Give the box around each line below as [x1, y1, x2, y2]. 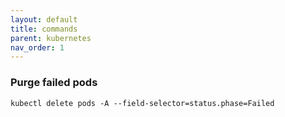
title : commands [10, 24, 78, 34]
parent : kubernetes [10, 33, 92, 43]
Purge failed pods [10, 76, 98, 90]
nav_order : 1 [10, 42, 65, 53]
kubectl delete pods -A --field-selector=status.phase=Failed [10, 98, 275, 108]
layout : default [10, 14, 78, 25]
